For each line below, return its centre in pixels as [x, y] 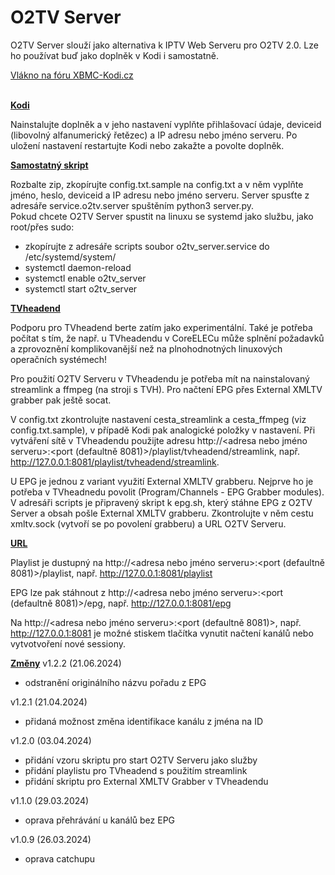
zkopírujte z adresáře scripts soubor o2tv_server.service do [147, 246]
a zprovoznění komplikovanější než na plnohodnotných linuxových [146, 348]
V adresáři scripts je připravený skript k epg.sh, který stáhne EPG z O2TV [161, 502]
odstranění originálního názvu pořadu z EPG [115, 682]
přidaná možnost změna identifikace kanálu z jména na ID [144, 721]
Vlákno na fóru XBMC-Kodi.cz [72, 75]
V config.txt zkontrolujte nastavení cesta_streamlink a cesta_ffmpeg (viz [158, 419]
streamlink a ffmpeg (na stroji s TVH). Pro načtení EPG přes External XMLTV [166, 389]
